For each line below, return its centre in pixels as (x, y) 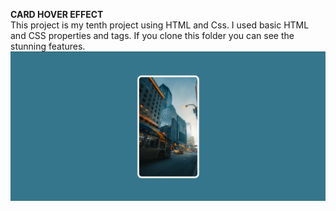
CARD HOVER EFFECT (57, 14)
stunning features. (48, 46)
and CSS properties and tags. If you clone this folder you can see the (152, 35)
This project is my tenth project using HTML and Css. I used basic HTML (160, 25)
